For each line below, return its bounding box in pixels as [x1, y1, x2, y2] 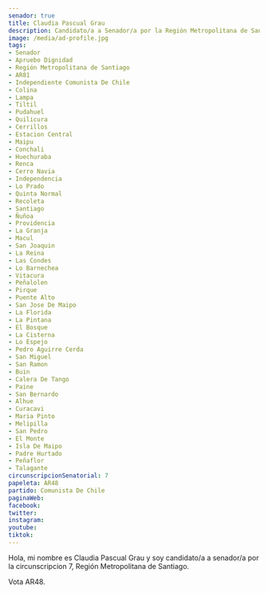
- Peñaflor [8, 457, 45, 465]
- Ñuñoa [8, 212, 34, 220]
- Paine [8, 382, 34, 391]
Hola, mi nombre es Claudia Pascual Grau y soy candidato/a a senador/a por [8, 552, 259, 563]
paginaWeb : [8, 494, 45, 502]
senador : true [8, 11, 56, 20]
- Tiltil [8, 101, 37, 109]
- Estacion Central [8, 130, 73, 138]
